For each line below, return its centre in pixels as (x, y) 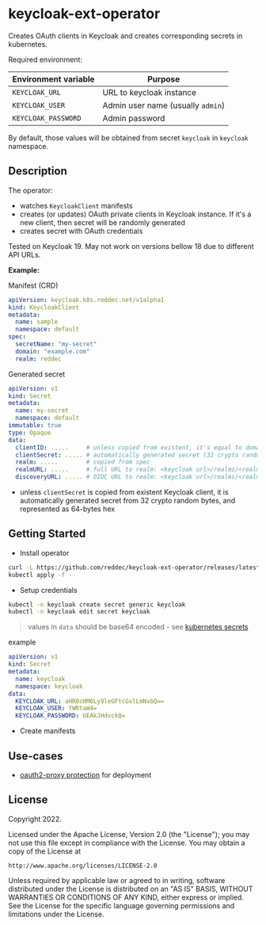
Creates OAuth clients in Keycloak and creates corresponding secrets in (125, 36)
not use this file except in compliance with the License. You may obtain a (127, 843)
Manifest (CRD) (33, 285)
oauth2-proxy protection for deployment (85, 775)
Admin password (134, 118)
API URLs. (25, 254)
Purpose (164, 78)
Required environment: (46, 59)
